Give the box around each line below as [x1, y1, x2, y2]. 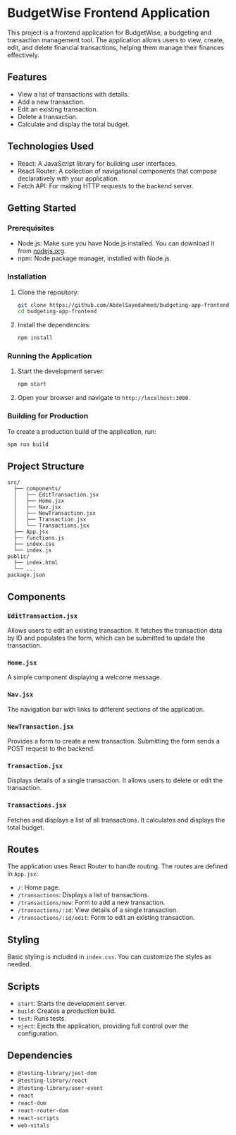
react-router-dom [17, 1107, 69, 1114]
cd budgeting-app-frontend [17, 308, 97, 315]
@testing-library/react [17, 1077, 88, 1084]
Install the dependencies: [17, 321, 92, 329]
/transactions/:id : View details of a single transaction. [17, 906, 178, 914]
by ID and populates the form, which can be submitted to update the [7, 633, 206, 643]
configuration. [17, 1028, 58, 1038]
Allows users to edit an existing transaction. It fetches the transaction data [7, 626, 223, 635]
